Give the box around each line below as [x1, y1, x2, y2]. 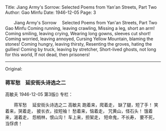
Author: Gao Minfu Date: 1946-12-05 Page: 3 [5, 9, 96, 15]
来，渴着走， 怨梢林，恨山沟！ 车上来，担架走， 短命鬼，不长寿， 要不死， [5, 114, 157, 121]
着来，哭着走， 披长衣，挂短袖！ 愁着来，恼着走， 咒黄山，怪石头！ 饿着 [5, 108, 153, 114]
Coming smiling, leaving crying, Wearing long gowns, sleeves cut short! [5, 31, 151, 36]
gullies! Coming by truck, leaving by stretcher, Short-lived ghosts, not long [5, 47, 157, 52]
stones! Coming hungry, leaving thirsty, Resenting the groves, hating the [5, 41, 152, 47]
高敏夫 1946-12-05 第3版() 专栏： [5, 91, 73, 97]
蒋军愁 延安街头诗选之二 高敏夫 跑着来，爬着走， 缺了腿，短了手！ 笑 [13, 102, 159, 108]
